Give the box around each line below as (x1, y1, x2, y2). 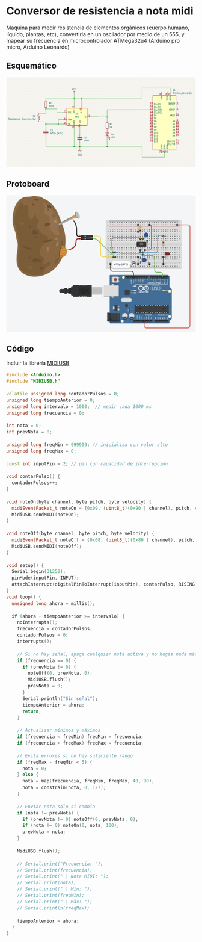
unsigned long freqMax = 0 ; (6, 448, 77, 454)
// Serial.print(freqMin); (17, 893, 85, 899)
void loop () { (6, 594, 42, 600)
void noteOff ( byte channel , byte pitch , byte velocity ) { (6, 531, 155, 537)
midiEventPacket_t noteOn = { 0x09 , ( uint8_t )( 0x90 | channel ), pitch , (11, 505, 192, 511)
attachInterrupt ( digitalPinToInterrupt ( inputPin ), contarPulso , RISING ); (11, 581, 200, 587)
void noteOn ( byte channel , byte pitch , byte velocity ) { (6, 498, 152, 505)
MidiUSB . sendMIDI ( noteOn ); (11, 512, 79, 518)
